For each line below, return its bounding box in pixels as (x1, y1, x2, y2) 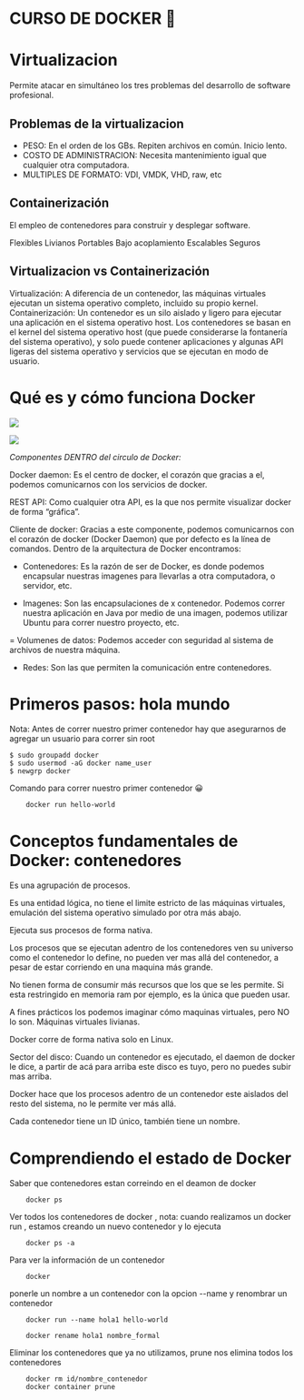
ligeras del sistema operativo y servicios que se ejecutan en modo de (9, 346, 270, 357)
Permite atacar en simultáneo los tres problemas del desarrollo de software (9, 80, 291, 91)
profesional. (9, 90, 54, 101)
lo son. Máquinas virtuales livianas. (9, 1016, 141, 1027)
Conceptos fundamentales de (9, 831, 239, 851)
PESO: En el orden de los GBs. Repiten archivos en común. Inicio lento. (22, 140, 288, 151)
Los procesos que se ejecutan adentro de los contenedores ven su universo (9, 942, 294, 953)
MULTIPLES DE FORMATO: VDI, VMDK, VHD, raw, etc (22, 168, 222, 180)
